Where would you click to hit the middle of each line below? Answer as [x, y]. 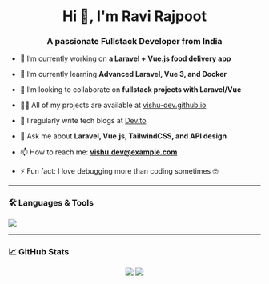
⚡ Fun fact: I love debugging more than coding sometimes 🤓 [119, 171]
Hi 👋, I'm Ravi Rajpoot [134, 16]
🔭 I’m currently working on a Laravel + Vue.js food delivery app [125, 58]
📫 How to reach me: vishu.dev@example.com [98, 152]
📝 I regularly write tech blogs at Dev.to [83, 121]
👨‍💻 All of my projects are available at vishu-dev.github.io [113, 105]
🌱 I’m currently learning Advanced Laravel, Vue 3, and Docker [123, 74]
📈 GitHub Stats [39, 251]
